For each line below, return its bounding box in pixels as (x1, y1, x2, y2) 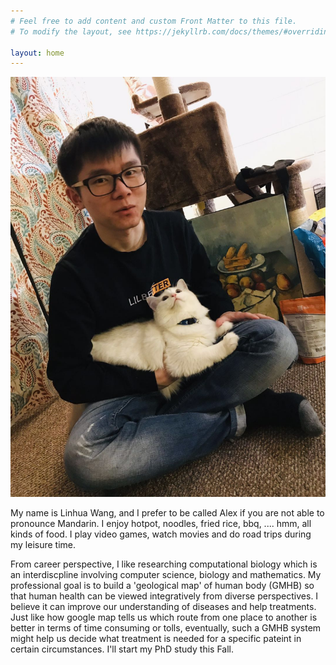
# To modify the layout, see (10, 26, 132, 37)
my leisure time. (10, 539, 77, 551)
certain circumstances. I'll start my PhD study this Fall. (10, 643, 234, 655)
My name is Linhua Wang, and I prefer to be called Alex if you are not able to (10, 507, 325, 519)
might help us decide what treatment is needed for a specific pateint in (10, 633, 302, 645)
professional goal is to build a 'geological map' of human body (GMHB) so (10, 580, 315, 592)
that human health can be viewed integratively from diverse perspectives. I (10, 590, 319, 602)
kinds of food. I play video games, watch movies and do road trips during (10, 528, 312, 540)
